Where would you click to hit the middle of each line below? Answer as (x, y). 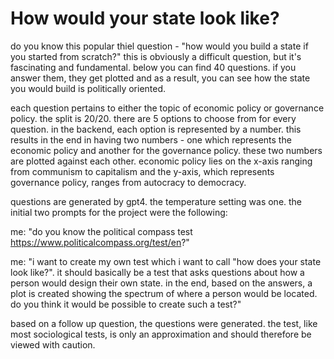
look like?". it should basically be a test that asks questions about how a (157, 272)
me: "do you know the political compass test (101, 231)
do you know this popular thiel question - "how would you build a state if (159, 46)
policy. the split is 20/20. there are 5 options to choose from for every (153, 118)
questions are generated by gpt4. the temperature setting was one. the (156, 201)
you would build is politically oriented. (88, 88)
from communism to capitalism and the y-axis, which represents (142, 171)
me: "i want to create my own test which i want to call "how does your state (166, 261)
